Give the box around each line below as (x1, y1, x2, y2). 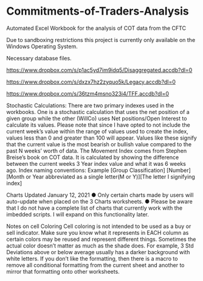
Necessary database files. (6, 54, 72, 62)
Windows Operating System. (6, 43, 78, 50)
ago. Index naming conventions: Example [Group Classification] (6, 166, 165, 174)
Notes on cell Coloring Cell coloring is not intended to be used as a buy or (6, 222, 191, 230)
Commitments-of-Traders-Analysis (6, 4, 190, 18)
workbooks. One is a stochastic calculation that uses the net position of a (6, 108, 190, 115)
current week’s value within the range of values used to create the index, (6, 127, 188, 135)
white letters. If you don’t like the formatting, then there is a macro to (6, 255, 178, 262)
